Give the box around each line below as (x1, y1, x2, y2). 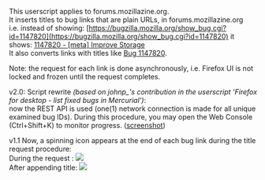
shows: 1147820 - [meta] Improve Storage (9, 40, 145, 50)
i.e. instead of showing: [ (9, 24, 89, 32)
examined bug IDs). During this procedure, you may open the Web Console (9, 112, 253, 121)
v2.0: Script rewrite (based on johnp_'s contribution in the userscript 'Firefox (9, 87, 258, 97)
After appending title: (9, 163, 78, 172)
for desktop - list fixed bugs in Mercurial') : (9, 96, 147, 105)
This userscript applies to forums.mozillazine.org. (9, 7, 170, 16)
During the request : (9, 153, 74, 163)
